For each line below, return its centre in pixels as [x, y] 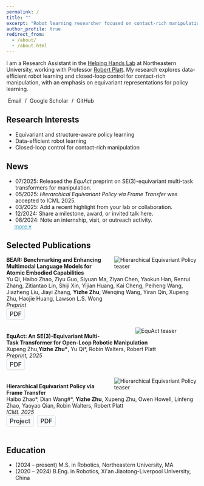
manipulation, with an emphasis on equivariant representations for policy [97, 82]
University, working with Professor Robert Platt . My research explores [93, 69]
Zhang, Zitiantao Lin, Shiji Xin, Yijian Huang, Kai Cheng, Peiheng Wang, [95, 286]
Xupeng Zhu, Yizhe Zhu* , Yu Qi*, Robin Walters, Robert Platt [81, 349]
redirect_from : [25, 35]
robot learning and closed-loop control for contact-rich [97, 76]
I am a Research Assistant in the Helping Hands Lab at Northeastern [91, 63]
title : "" [19, 18]
